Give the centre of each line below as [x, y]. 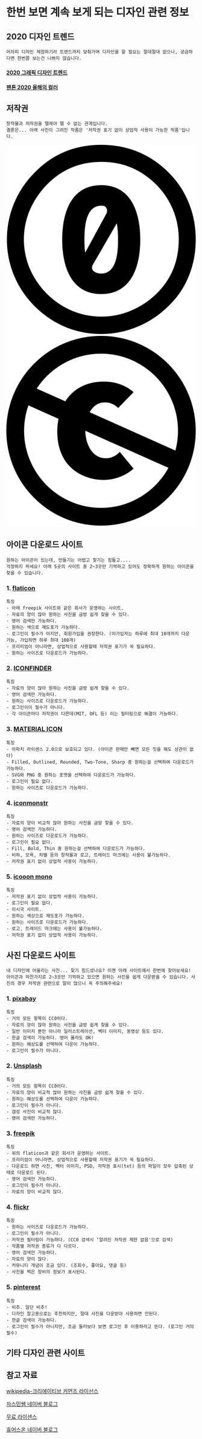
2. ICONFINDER [29, 668]
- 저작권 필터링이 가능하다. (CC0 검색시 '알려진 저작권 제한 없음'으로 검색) [90, 1240]
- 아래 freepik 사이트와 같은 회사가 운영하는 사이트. [65, 608]
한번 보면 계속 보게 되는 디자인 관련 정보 [98, 12]
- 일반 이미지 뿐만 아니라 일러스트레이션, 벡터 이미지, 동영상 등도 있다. [85, 1032]
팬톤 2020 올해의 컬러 [32, 88]
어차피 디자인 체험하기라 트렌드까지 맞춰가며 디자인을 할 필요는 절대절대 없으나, [92, 52]
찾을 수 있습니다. [25, 573]
